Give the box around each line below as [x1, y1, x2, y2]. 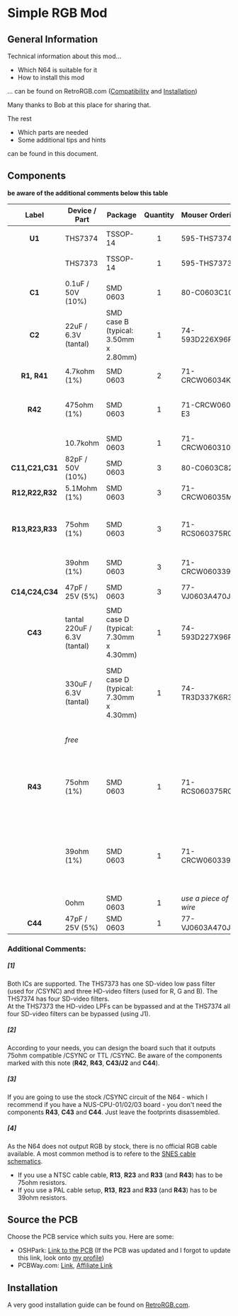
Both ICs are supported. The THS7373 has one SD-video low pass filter [7, 979, 216, 988]
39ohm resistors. [17, 1193, 67, 1202]
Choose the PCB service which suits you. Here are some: [7, 1232, 174, 1241]
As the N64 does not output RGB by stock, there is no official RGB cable [7, 1142, 217, 1150]
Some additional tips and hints [17, 136, 106, 144]
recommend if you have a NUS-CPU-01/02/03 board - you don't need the [7, 1100, 222, 1108]
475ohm [64, 400, 94, 410]
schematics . [7, 1157, 43, 1165]
